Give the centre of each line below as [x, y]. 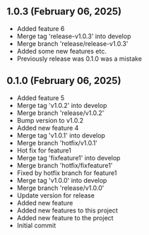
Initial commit [36, 225]
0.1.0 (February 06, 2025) [64, 81]
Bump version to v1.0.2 [50, 120]
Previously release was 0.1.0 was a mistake [79, 59]
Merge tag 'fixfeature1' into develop [68, 157]
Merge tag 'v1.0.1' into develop [61, 135]
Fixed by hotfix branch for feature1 [67, 173]
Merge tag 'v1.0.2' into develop [62, 105]
